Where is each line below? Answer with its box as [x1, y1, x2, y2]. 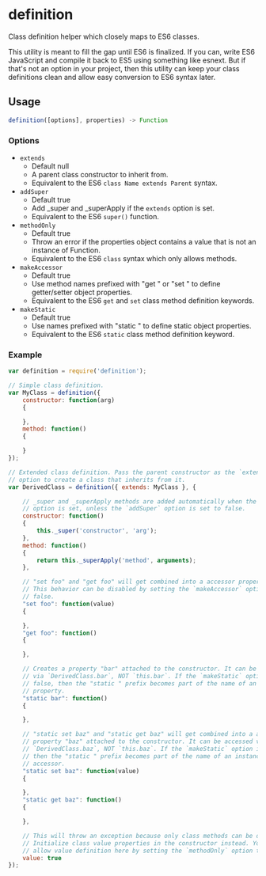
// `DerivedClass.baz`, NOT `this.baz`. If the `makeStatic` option [22, 745, 253, 753]
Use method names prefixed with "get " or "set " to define [31, 279, 221, 288]
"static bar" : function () [22, 694, 108, 702]
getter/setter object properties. [31, 287, 133, 297]
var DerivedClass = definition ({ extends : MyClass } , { [8, 483, 196, 491]
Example [8, 349, 43, 360]
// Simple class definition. [8, 381, 104, 389]
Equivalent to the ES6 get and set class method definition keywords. [31, 295, 255, 305]
